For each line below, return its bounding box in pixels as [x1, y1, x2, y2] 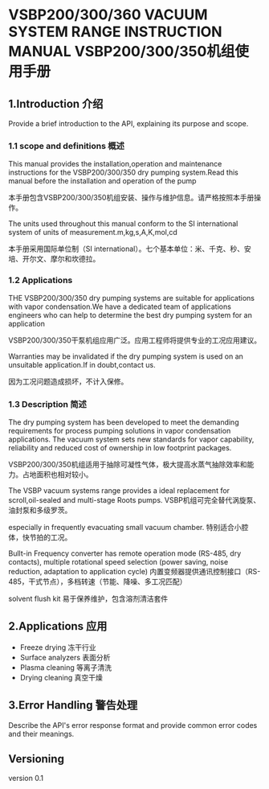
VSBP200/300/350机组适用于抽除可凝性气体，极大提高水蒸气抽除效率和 [8, 459, 247, 469]
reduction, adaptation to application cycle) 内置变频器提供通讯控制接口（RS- [8, 566, 261, 576]
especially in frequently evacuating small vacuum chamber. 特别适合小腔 [8, 522, 249, 532]
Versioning [8, 752, 64, 766]
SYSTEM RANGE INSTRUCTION [8, 23, 222, 41]
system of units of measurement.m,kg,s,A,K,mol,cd [8, 228, 178, 237]
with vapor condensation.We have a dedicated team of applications [8, 302, 231, 311]
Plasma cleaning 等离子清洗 [19, 662, 112, 672]
